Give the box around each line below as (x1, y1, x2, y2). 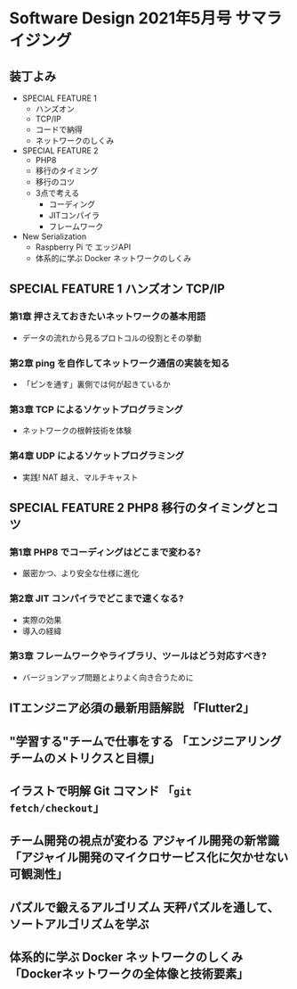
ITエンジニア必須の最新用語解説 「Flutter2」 (9, 701, 255, 716)
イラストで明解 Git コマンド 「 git (9, 784, 192, 799)
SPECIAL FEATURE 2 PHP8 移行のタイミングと (9, 500, 267, 515)
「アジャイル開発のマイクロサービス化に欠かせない (9, 850, 289, 865)
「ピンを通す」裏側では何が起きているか (21, 378, 171, 389)
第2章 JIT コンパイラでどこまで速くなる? (9, 592, 184, 605)
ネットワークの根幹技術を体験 (21, 425, 132, 436)
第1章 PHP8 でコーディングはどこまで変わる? (9, 546, 202, 558)
